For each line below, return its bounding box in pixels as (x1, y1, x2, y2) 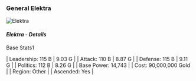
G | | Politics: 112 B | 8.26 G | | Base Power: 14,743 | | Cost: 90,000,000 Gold (6, 62, 191, 69)
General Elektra (6, 4, 51, 12)
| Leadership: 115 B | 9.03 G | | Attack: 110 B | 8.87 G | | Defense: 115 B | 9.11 (6, 55, 188, 62)
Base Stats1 (6, 44, 34, 51)
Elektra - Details (6, 31, 47, 38)
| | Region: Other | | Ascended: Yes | (6, 67, 94, 75)
